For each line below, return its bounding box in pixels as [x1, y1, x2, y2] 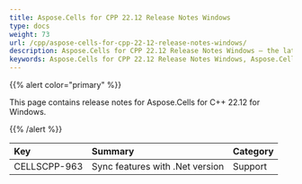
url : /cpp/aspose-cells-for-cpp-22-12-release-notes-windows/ [9, 38, 247, 48]
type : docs [9, 22, 50, 31]
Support [232, 161, 268, 172]
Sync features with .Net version [91, 161, 225, 172]
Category [232, 145, 274, 157]
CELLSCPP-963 [13, 161, 84, 172]
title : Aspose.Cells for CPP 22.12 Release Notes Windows [9, 13, 231, 22]
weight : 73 [9, 30, 50, 39]
